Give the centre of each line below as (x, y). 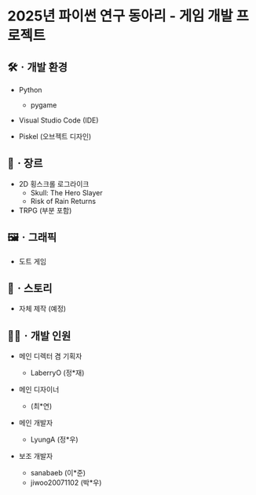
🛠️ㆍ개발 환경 (38, 67)
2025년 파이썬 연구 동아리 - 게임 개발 (120, 16)
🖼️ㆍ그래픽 (32, 237)
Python (30, 90)
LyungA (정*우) (55, 439)
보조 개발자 (36, 457)
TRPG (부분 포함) (45, 210)
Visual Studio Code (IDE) (59, 120)
